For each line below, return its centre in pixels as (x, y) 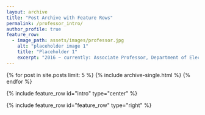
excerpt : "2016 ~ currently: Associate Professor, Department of (102, 57)
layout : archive (27, 12)
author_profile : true (34, 29)
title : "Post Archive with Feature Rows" (60, 18)
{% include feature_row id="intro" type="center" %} (72, 93)
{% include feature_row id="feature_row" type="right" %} (79, 105)
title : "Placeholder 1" (48, 52)
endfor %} (19, 81)
